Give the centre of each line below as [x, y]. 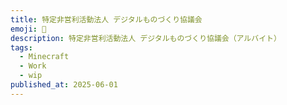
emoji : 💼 [28, 29]
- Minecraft [44, 57]
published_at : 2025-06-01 [64, 85]
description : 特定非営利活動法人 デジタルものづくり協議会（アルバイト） [146, 38]
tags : [21, 47]
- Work [33, 66]
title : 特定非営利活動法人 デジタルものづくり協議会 [106, 19]
